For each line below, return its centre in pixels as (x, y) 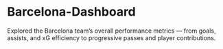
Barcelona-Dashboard (71, 12)
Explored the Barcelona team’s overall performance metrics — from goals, (111, 31)
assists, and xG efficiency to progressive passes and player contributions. (111, 37)
